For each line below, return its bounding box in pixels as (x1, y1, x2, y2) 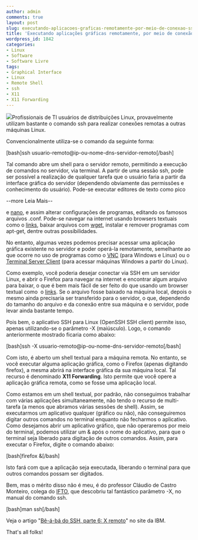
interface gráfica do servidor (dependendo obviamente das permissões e (6, 179, 184, 186)
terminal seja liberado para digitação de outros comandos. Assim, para (6, 434, 178, 441)
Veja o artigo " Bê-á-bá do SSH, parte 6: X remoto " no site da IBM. (6, 517, 166, 524)
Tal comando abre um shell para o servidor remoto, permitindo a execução (6, 160, 187, 167)
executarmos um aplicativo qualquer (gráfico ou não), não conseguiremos (6, 409, 186, 416)
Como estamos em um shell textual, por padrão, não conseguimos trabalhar (6, 390, 190, 397)
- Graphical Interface (6, 69, 62, 75)
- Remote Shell (6, 80, 44, 86)
